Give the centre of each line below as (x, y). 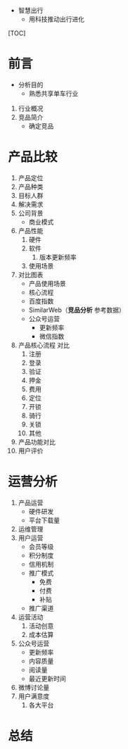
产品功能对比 (37, 441)
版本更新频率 (58, 257)
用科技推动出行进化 (57, 19)
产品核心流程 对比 (44, 345)
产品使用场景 (47, 283)
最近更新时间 (47, 679)
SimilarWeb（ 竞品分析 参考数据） (77, 310)
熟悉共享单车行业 (53, 93)
